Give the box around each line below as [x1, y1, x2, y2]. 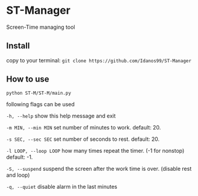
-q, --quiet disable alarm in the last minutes [6, 183, 117, 190]
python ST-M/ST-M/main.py [6, 90, 71, 96]
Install [6, 41, 30, 51]
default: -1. [6, 153, 33, 161]
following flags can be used [6, 100, 75, 108]
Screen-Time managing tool [6, 23, 75, 31]
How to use [6, 74, 49, 85]
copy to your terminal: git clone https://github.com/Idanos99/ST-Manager [6, 56, 191, 64]
